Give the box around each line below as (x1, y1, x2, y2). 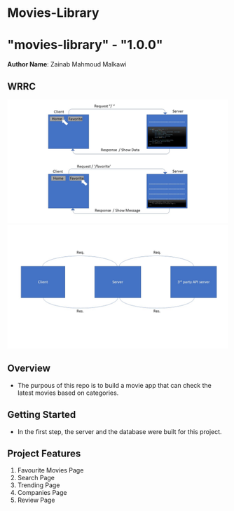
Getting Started (7, 409, 76, 421)
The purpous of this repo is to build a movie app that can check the (17, 381, 212, 389)
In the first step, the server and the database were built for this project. (17, 427, 222, 435)
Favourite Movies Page (17, 466, 84, 475)
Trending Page (17, 481, 60, 489)
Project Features (7, 447, 81, 459)
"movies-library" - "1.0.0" (7, 37, 163, 53)
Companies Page (17, 489, 67, 497)
